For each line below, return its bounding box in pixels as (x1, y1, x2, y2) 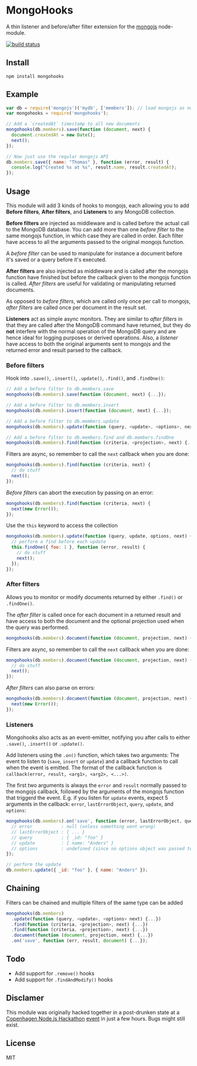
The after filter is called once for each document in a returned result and (6, 611, 181, 618)
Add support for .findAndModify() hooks (14, 976, 113, 983)
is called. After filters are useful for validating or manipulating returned (6, 280, 176, 287)
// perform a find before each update (11, 539, 107, 545)
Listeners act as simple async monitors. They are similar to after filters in (6, 316, 183, 322)
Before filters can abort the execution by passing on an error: (6, 489, 154, 496)
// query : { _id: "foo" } (11, 835, 104, 840)
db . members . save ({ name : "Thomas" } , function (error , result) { (6, 159, 169, 165)
